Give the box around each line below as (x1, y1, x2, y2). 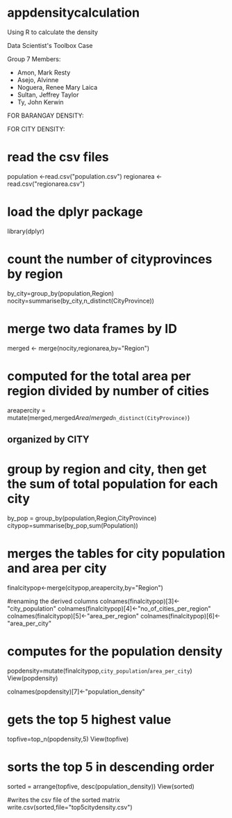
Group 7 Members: (7, 54, 61, 63)
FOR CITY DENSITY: (7, 125, 65, 133)
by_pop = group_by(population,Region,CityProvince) (7, 513, 157, 522)
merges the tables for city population (7, 546, 226, 561)
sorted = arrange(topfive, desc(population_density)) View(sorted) (7, 782, 194, 790)
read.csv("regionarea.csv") (7, 179, 85, 188)
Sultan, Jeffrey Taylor (17, 90, 79, 99)
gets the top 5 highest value (7, 712, 172, 728)
